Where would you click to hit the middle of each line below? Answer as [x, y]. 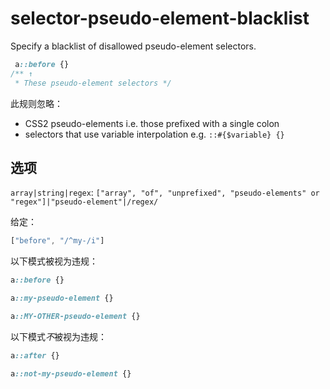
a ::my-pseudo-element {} [62, 298]
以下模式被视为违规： [54, 261]
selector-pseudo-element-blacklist [160, 18]
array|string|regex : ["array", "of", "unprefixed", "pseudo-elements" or [165, 193]
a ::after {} [35, 355]
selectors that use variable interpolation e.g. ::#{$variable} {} [154, 134]
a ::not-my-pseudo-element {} [71, 373]
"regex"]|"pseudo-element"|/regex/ [84, 202]
